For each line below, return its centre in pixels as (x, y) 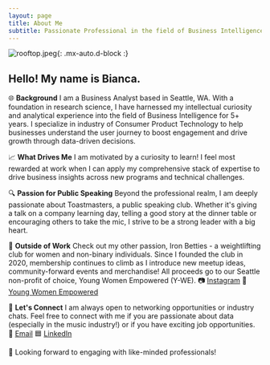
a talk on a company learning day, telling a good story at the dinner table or (133, 213)
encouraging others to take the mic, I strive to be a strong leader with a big (132, 222)
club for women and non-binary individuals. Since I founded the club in (126, 254)
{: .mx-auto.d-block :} (92, 54)
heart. (18, 230)
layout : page (30, 16)
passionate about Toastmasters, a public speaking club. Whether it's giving (133, 205)
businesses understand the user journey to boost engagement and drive (128, 132)
